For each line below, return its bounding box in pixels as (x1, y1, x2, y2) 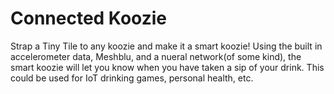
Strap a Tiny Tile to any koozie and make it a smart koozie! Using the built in (10, 40, 323, 52)
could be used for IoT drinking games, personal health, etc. (10, 72, 254, 84)
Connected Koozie (10, 7, 167, 30)
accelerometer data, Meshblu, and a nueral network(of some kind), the (10, 50, 302, 62)
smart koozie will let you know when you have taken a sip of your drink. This (10, 61, 325, 73)
